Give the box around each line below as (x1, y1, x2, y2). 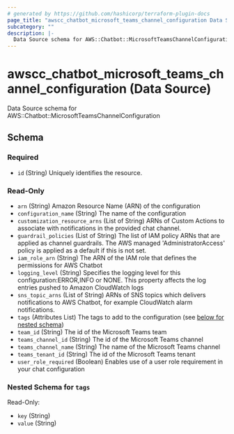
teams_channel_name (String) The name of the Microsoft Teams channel (17, 343, 221, 351)
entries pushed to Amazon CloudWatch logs (17, 283, 144, 292)
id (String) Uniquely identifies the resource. (17, 168, 143, 177)
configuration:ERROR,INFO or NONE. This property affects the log (17, 276, 207, 285)
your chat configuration (17, 365, 85, 373)
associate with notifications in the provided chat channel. (17, 224, 182, 232)
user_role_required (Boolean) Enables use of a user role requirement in (17, 357, 224, 366)
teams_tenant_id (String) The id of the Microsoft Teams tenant (17, 350, 196, 359)
